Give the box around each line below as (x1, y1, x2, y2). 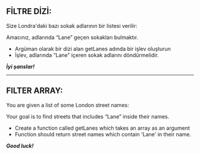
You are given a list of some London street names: (6, 101, 129, 108)
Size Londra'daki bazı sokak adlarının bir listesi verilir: (6, 22, 137, 29)
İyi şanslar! (6, 63, 35, 70)
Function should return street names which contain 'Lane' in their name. (14, 130, 192, 137)
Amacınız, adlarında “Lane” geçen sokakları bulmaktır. (6, 34, 139, 41)
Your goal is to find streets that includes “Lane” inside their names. (6, 113, 170, 120)
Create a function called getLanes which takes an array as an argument (14, 124, 190, 131)
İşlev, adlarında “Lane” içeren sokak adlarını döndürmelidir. (14, 52, 159, 59)
